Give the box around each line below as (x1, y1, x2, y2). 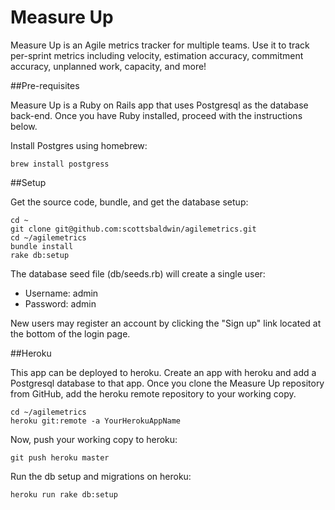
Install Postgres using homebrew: (10, 139, 148, 151)
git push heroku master (10, 452, 110, 463)
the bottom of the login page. (10, 327, 131, 340)
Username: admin (24, 287, 99, 299)
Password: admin (24, 297, 97, 310)
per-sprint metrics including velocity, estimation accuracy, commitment (10, 49, 304, 61)
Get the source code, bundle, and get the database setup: (10, 196, 249, 208)
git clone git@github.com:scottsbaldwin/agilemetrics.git (10, 224, 257, 234)
